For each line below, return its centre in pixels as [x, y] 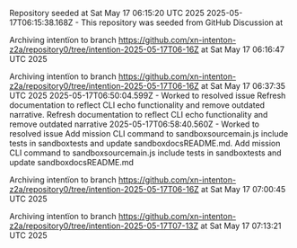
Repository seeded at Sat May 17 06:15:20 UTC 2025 [107, 13]
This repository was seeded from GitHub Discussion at [182, 22]
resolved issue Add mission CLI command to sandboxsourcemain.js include [149, 133]
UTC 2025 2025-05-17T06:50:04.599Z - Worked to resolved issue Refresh [148, 95]
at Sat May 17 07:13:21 [241, 226]
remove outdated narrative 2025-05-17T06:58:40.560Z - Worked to [135, 124]
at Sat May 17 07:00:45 [243, 189]
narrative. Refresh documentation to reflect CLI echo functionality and [139, 115]
